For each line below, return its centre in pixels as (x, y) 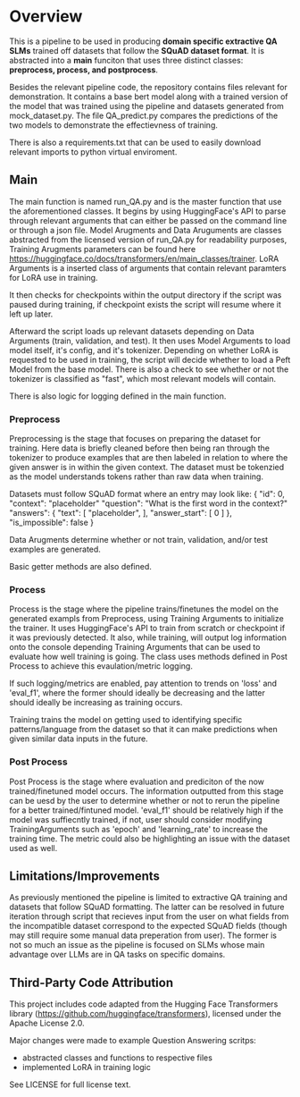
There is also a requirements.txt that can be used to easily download (135, 142)
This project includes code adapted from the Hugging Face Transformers (144, 1004)
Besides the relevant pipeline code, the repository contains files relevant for (149, 87)
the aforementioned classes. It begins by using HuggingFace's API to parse (148, 211)
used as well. (33, 848)
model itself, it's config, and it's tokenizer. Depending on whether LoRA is (144, 350)
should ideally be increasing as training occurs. (96, 703)
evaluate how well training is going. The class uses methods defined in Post (149, 657)
